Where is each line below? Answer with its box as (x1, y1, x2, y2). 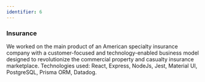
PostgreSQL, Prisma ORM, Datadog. (6, 68, 97, 76)
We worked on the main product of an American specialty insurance (6, 43, 179, 50)
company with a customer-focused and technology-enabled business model (6, 49, 199, 56)
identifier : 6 (6, 9, 43, 15)
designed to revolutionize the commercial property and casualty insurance (6, 55, 194, 63)
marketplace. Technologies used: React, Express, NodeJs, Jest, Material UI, (6, 62, 198, 69)
